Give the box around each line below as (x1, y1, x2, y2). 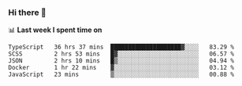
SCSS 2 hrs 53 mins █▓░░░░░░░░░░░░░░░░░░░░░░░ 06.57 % (8, 50, 235, 58)
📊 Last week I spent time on (8, 25, 102, 34)
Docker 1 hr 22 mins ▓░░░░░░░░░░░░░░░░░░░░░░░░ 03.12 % (8, 64, 235, 72)
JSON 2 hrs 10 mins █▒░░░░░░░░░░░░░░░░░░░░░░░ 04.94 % (8, 57, 235, 65)
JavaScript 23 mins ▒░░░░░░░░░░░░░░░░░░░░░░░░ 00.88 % (8, 70, 235, 79)
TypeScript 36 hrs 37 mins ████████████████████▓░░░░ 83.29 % (8, 43, 235, 52)
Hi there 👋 (8, 7, 47, 18)
